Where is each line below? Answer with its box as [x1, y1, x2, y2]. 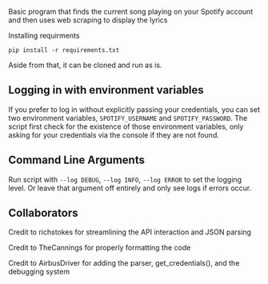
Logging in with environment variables [8, 83, 204, 97]
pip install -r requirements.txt [8, 46, 120, 54]
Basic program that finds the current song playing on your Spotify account [8, 7, 254, 16]
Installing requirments [8, 31, 80, 40]
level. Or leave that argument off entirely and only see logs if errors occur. [8, 183, 252, 193]
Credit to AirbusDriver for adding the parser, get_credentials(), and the [8, 258, 240, 268]
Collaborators [8, 206, 78, 220]
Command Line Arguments [8, 154, 146, 167]
